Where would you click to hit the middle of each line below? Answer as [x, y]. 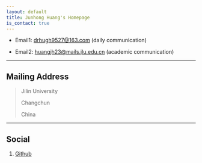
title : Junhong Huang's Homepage [48, 18]
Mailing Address [38, 76]
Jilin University [39, 91]
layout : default [26, 12]
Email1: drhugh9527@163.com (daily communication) [81, 40]
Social [18, 139]
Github [23, 154]
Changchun [35, 103]
